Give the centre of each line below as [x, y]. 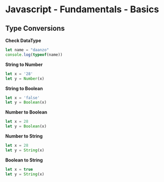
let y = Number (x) [25, 78]
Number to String [24, 136]
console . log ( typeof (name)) [34, 55]
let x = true [19, 169]
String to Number [24, 64]
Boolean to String [24, 160]
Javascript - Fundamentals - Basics [82, 9]
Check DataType [23, 40]
